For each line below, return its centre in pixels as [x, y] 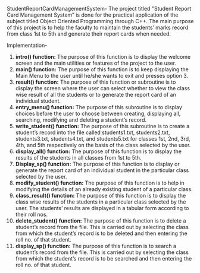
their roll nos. [32, 214]
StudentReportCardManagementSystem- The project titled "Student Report [99, 9]
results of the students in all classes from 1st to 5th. [78, 158]
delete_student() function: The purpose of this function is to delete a [101, 221]
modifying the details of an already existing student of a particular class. [104, 189]
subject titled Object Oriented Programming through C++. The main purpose [100, 21]
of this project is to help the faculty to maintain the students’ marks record [98, 27]
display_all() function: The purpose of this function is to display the [99, 151]
